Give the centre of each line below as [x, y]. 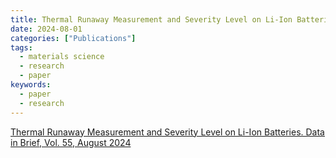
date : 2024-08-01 [46, 29]
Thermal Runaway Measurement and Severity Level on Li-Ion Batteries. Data [167, 132]
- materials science [62, 57]
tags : [21, 47]
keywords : [31, 85]
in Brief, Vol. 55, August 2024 [71, 142]
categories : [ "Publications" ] [73, 38]
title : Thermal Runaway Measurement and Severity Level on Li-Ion [151, 19]
